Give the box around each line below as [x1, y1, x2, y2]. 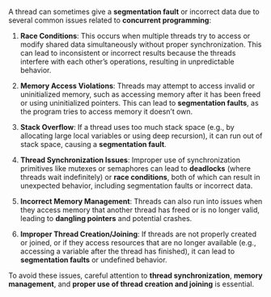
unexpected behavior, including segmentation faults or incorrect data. [19, 181, 253, 190]
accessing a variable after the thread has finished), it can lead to [19, 246, 235, 256]
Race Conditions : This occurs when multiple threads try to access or [19, 31, 251, 40]
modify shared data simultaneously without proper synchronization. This [19, 40, 262, 49]
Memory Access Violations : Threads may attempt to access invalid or [19, 81, 256, 90]
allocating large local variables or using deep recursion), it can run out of [19, 131, 263, 140]
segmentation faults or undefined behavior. [19, 255, 167, 265]
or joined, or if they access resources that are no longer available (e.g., [19, 238, 256, 247]
